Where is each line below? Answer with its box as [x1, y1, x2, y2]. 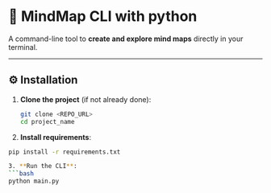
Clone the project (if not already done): [19, 94, 152, 104]
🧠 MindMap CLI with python [8, 7, 198, 26]
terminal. [8, 42, 38, 51]
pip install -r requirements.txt [8, 148, 121, 156]
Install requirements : [19, 132, 91, 142]
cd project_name [19, 117, 75, 125]
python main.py [8, 177, 60, 186]
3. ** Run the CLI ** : [8, 162, 78, 170]
